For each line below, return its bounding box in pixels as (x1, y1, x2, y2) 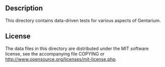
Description (5, 4, 43, 13)
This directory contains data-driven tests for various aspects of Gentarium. (5, 17, 161, 23)
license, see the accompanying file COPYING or (5, 50, 105, 57)
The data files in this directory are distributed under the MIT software (5, 45, 149, 51)
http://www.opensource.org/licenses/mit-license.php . (5, 56, 117, 62)
